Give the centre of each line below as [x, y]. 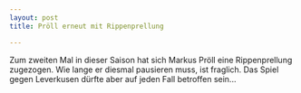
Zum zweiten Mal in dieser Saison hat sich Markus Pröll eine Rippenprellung [151, 60]
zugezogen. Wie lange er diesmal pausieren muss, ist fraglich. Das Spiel [144, 70]
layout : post [34, 18]
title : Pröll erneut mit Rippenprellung [87, 26]
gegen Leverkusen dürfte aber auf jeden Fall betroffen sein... [123, 79]
